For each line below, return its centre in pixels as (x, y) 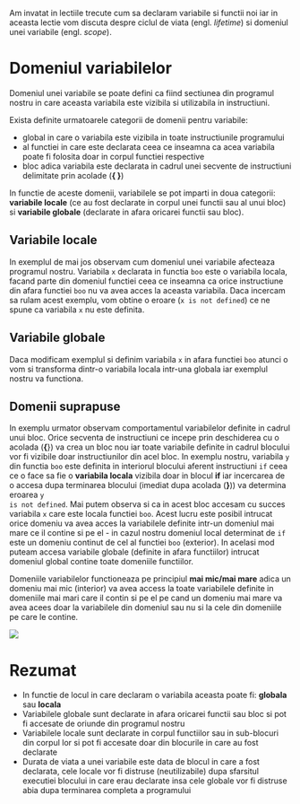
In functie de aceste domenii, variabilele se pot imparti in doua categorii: (142, 193)
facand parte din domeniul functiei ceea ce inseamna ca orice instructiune (146, 281)
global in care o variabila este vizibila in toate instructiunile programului (153, 137)
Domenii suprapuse (65, 406)
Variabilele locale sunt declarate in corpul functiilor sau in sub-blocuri (150, 733)
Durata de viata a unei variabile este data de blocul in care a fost (141, 762)
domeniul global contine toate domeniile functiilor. (102, 562)
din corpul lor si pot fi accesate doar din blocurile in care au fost (140, 743)
